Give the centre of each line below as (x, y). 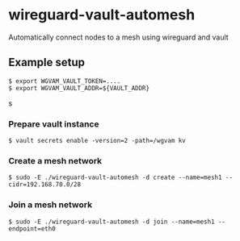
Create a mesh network (55, 160)
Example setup (46, 62)
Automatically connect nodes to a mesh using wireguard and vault (118, 37)
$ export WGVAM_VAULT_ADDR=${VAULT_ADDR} (79, 88)
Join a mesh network (51, 205)
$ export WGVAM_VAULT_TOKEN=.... (65, 81)
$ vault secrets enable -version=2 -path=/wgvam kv (97, 141)
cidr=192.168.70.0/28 (45, 185)
